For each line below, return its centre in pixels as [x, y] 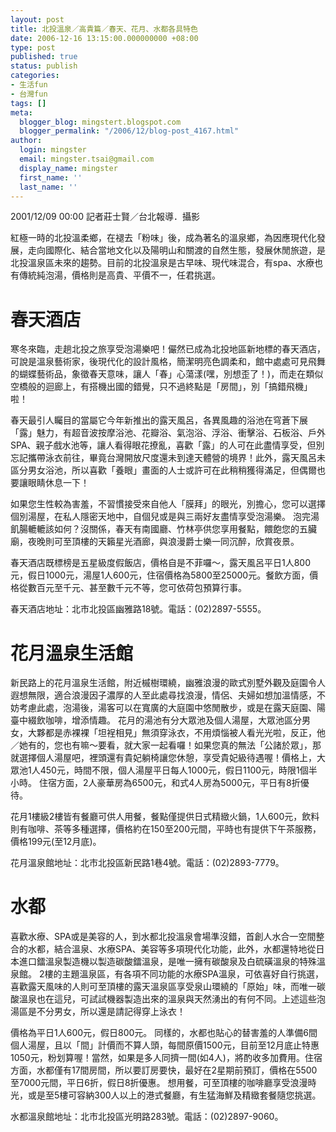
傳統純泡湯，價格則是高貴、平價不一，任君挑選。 [119, 275]
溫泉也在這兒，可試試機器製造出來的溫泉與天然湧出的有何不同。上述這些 [167, 999]
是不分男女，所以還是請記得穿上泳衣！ [106, 1012]
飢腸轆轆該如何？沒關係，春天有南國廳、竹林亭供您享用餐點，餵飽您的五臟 [163, 529]
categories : [35, 76]
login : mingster [53, 150]
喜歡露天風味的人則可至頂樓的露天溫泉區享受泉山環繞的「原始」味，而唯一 [163, 987]
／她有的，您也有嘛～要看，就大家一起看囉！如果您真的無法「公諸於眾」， [161, 745]
